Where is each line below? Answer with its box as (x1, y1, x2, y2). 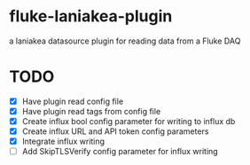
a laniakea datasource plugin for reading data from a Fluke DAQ (9, 35, 241, 46)
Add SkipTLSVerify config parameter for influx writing (21, 146, 219, 157)
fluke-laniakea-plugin (9, 6, 173, 27)
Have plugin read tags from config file (21, 106, 161, 116)
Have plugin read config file (21, 96, 124, 106)
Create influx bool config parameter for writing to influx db (21, 116, 236, 126)
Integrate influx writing (21, 136, 105, 147)
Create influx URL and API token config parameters (21, 126, 209, 137)
